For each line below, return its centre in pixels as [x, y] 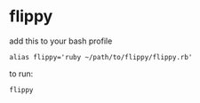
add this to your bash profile [61, 41]
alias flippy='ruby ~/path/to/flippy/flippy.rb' [101, 57]
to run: [21, 74]
